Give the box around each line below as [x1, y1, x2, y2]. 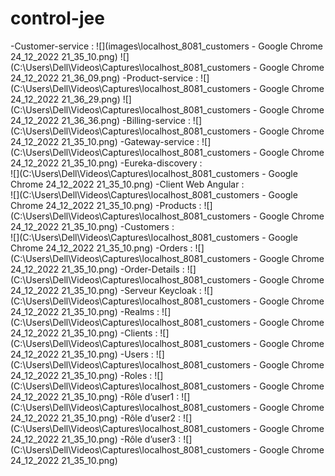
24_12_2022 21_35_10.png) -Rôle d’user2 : [10, 412, 182, 424]
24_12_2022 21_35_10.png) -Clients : [10, 327, 158, 339]
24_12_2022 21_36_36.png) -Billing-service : [10, 114, 191, 126]
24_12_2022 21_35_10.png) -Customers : [10, 220, 175, 232]
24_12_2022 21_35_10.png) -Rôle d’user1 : [10, 390, 180, 402]
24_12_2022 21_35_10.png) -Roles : [10, 369, 153, 381]
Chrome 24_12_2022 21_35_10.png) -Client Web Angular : [10, 178, 245, 190]
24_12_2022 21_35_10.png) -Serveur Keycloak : [10, 284, 202, 296]
